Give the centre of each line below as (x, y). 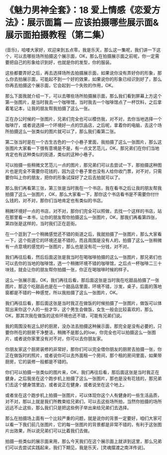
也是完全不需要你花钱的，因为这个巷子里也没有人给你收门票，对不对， (81, 171)
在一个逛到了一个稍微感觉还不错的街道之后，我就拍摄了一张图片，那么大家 (81, 234)
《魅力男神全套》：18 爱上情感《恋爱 (78, 10)
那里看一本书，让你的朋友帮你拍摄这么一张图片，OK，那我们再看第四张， (84, 217)
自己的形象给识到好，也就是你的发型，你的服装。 (64, 62)
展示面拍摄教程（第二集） (58, 35)
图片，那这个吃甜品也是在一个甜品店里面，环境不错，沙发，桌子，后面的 (79, 286)
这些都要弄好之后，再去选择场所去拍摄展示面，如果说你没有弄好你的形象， (81, 73)
